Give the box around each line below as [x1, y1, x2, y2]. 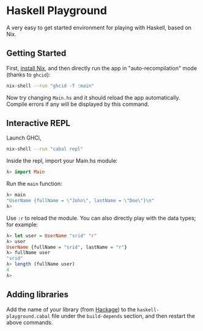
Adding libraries [6, 289, 69, 300]
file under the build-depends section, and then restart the [51, 312, 196, 319]
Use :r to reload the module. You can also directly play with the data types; [6, 214, 196, 221]
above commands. [6, 319, 53, 326]
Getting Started [6, 48, 67, 59]
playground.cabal [6, 313, 51, 319]
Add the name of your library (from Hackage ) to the [6, 305, 136, 313]
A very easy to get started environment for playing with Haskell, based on [6, 24, 191, 31]
